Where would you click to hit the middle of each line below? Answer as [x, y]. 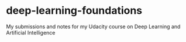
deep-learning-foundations [74, 11]
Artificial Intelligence [31, 32]
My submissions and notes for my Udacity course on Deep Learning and [93, 26]
